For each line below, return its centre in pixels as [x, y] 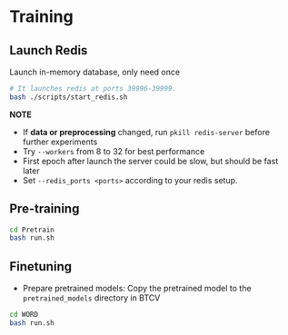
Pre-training [45, 209]
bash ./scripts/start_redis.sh [69, 97]
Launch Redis [49, 50]
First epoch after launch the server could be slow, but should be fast [150, 161]
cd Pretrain [32, 230]
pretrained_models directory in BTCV [91, 298]
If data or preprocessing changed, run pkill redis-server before [146, 132]
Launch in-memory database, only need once [94, 72]
